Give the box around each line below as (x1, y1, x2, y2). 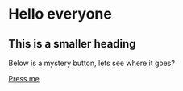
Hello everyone (8, 5, 113, 23)
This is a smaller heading (8, 37, 136, 51)
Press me (8, 74, 40, 83)
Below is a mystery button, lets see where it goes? (8, 58, 176, 68)
